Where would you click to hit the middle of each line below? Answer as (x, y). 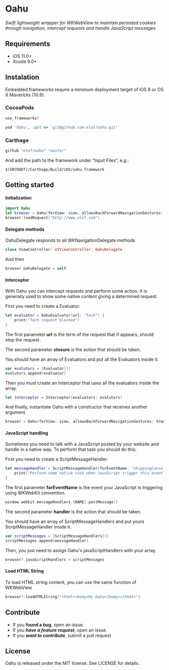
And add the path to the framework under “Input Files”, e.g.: (67, 160)
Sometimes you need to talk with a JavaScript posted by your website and (82, 444)
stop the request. (23, 340)
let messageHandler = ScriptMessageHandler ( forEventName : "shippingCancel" (86, 468)
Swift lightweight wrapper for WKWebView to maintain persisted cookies (80, 23)
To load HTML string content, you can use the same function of (71, 582)
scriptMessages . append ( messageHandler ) (47, 541)
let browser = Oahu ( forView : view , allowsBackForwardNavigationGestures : (84, 213)
